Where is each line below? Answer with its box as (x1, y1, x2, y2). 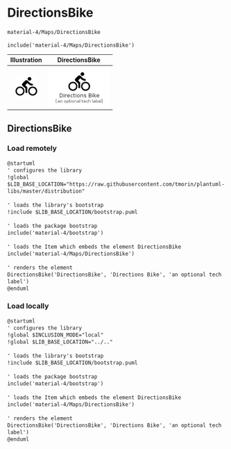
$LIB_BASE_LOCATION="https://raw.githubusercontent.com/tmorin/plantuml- (7, 181, 225, 188)
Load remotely (7, 143, 58, 153)
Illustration (10, 56, 43, 64)
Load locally (7, 301, 49, 311)
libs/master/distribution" (7, 188, 85, 195)
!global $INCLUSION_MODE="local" (7, 332, 104, 338)
